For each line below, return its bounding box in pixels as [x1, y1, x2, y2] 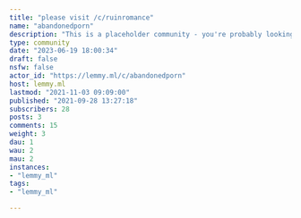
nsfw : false [9, 63, 54, 72]
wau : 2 [9, 146, 34, 155]
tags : [9, 180, 30, 189]
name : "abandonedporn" [9, 21, 94, 30]
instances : [9, 163, 50, 172]
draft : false [9, 54, 58, 63]
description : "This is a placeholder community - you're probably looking [9, 29, 295, 38]
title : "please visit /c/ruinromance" [9, 13, 154, 22]
